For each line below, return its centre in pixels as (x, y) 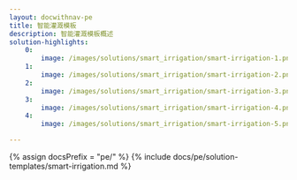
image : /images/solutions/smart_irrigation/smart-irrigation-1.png (168, 58)
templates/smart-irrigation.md (64, 166)
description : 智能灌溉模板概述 (61, 34)
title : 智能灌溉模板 (43, 26)
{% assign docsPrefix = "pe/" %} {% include (90, 157)
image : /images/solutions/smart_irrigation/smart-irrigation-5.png (168, 124)
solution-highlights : (49, 42)
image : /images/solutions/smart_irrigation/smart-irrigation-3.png (168, 91)
